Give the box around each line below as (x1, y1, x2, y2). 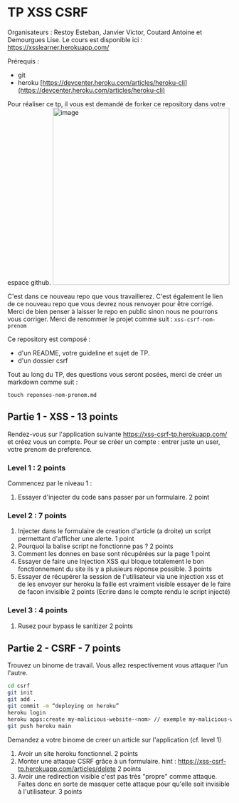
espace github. (7, 278, 51, 286)
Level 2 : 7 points (7, 510, 68, 520)
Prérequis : (7, 56, 39, 65)
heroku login (7, 709, 46, 716)
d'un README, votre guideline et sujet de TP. (17, 348, 150, 357)
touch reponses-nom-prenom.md (7, 391, 97, 398)
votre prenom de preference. (7, 445, 92, 453)
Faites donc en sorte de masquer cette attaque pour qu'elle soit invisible (17, 779, 230, 788)
